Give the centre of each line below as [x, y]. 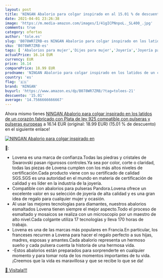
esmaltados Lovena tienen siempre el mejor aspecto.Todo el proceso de [84, 209]
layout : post [18, 9]
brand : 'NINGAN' [21, 86]
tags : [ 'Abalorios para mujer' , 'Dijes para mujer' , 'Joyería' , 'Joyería [79, 50]
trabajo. [20, 225]
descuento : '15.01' [25, 95]
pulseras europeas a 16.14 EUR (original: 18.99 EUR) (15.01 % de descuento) [81, 124]
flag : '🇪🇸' [17, 82]
